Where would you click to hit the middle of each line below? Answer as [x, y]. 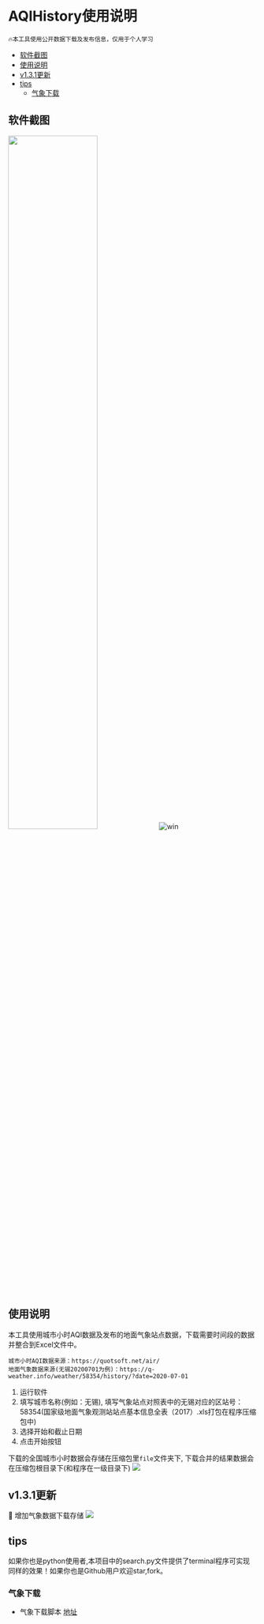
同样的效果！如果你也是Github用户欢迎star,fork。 [88, 1571]
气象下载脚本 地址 [48, 1612]
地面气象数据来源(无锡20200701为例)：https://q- [82, 1369]
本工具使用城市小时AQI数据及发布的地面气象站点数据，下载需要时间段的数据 [131, 1334]
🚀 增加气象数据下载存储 [46, 1516]
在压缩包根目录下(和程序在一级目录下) [70, 1468]
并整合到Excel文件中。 [45, 1344]
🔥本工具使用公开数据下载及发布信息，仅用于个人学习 [81, 39]
